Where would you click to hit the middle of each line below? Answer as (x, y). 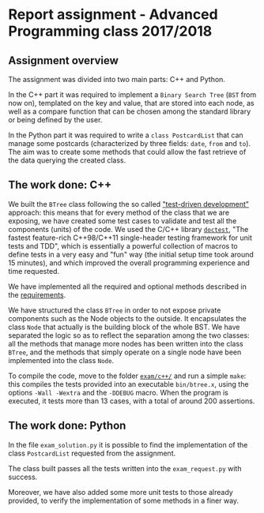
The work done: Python (67, 426)
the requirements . (37, 294)
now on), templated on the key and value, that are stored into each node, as (131, 103)
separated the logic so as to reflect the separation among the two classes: (129, 335)
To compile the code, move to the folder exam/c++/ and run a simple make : (127, 376)
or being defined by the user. (55, 120)
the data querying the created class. (67, 160)
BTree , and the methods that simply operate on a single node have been (125, 352)
